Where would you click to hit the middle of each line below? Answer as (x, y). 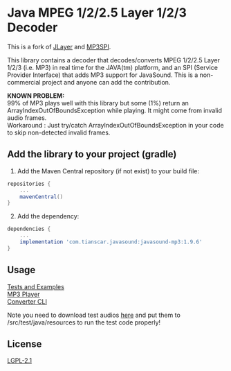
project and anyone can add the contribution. (106, 82)
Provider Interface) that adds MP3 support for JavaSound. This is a (103, 75)
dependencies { (29, 229)
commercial (24, 82)
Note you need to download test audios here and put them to (94, 315)
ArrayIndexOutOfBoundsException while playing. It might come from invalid (115, 110)
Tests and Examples (36, 286)
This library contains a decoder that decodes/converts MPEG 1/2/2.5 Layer (113, 60)
